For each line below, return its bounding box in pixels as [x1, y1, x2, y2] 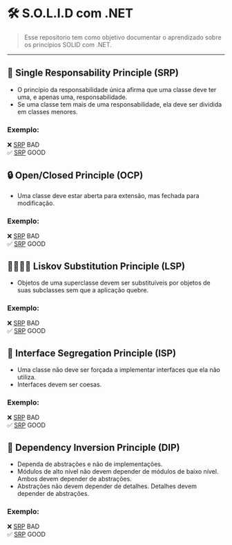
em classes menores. [17, 107, 78, 116]
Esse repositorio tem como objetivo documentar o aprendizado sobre [23, 33, 222, 42]
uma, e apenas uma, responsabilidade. [17, 93, 128, 101]
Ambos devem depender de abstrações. [17, 475, 133, 483]
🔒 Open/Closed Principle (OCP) [7, 170, 144, 181]
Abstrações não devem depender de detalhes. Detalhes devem [17, 482, 197, 490]
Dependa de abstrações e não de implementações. [17, 460, 163, 468]
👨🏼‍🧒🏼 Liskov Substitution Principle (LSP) [7, 260, 186, 272]
